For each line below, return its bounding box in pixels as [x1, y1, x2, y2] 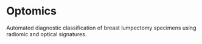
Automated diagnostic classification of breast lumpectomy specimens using [6, 24, 197, 31]
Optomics [6, 4, 57, 18]
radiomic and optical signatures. [6, 30, 87, 37]
